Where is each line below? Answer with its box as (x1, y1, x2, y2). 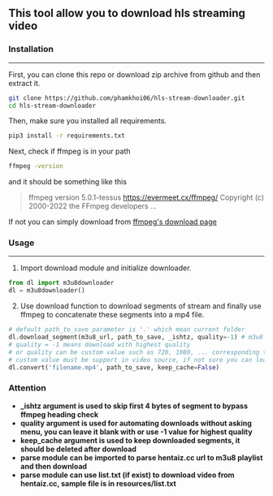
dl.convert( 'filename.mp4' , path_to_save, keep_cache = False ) (8, 363, 220, 372)
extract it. (8, 78, 41, 88)
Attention (8, 382, 46, 394)
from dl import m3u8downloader (8, 279, 115, 287)
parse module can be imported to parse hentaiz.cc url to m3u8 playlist (19, 452, 263, 462)
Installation (8, 44, 54, 55)
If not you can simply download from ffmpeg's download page (8, 217, 217, 226)
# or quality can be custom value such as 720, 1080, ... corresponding (8, 348, 260, 356)
